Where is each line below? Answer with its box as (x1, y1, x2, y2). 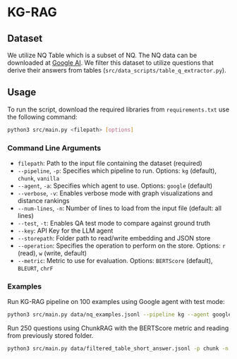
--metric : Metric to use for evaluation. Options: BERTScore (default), (17, 256, 213, 264)
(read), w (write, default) (17, 248, 87, 257)
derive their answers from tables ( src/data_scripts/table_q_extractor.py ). (7, 66, 227, 74)
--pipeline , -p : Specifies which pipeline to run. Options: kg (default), (17, 166, 217, 175)
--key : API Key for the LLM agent (17, 226, 114, 235)
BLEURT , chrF (17, 264, 54, 272)
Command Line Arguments (7, 142, 102, 152)
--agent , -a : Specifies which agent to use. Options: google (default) (17, 181, 213, 190)
